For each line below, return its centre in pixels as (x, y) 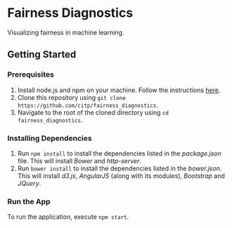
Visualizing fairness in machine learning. (66, 32)
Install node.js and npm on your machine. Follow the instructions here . (119, 90)
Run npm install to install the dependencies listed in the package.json (119, 153)
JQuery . (29, 183)
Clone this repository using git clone (72, 97)
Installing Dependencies (50, 138)
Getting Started (42, 55)
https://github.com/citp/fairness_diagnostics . (88, 105)
